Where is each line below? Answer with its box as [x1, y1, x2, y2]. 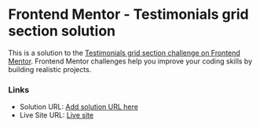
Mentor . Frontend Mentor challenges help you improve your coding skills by [8, 56, 253, 66]
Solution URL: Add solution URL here [19, 102, 139, 111]
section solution [8, 22, 116, 40]
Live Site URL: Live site [19, 111, 94, 120]
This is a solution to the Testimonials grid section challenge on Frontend [8, 48, 241, 57]
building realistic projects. [8, 64, 92, 74]
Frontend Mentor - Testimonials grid [8, 5, 249, 24]
